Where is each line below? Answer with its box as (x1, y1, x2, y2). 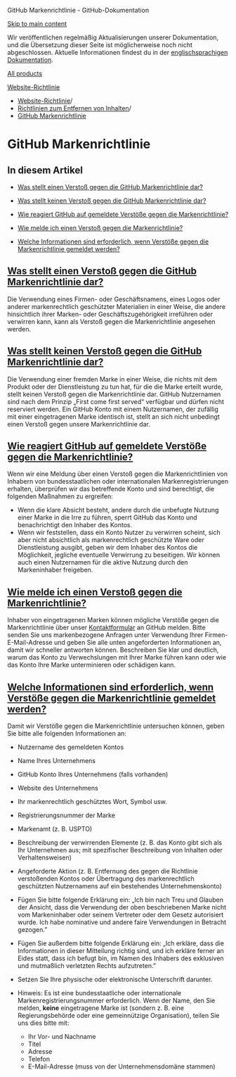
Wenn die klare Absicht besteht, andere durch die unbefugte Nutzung (17, 506, 219, 515)
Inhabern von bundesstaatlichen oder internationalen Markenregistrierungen (7, 477, 229, 486)
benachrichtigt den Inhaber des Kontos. (17, 521, 132, 529)
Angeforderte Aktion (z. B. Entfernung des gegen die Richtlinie (17, 867, 198, 876)
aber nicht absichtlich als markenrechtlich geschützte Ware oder (17, 536, 205, 544)
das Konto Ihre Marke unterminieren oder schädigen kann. (7, 661, 176, 669)
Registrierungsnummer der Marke (17, 811, 116, 819)
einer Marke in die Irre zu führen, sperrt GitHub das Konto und (17, 513, 198, 522)
